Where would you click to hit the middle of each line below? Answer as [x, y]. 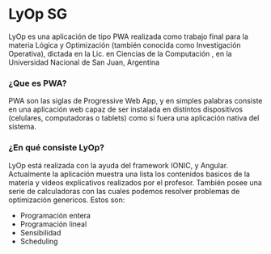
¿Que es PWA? [38, 83]
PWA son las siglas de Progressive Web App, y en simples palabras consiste [135, 101]
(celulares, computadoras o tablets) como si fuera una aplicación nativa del [134, 118]
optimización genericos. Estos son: [67, 200]
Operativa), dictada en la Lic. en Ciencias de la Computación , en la [120, 53]
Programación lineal [53, 224]
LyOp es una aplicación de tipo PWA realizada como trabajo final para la [129, 36]
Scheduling [39, 241]
